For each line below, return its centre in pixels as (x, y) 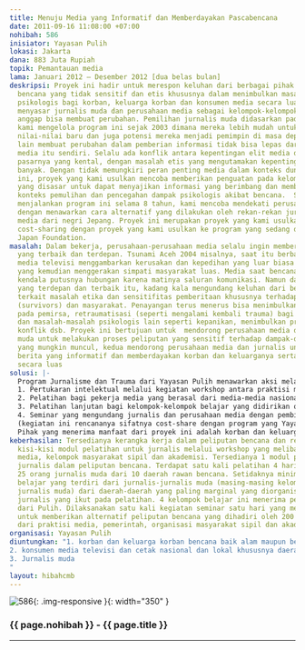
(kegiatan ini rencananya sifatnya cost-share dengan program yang (148, 424)
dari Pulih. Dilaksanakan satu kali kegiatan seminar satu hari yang (152, 508)
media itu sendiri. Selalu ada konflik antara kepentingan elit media (154, 153)
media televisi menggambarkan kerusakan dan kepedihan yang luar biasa (156, 263)
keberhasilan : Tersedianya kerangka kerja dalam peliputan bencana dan (148, 440)
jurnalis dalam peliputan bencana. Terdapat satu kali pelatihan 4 (148, 466)
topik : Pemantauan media (56, 69)
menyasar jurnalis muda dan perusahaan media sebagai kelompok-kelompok (158, 111)
